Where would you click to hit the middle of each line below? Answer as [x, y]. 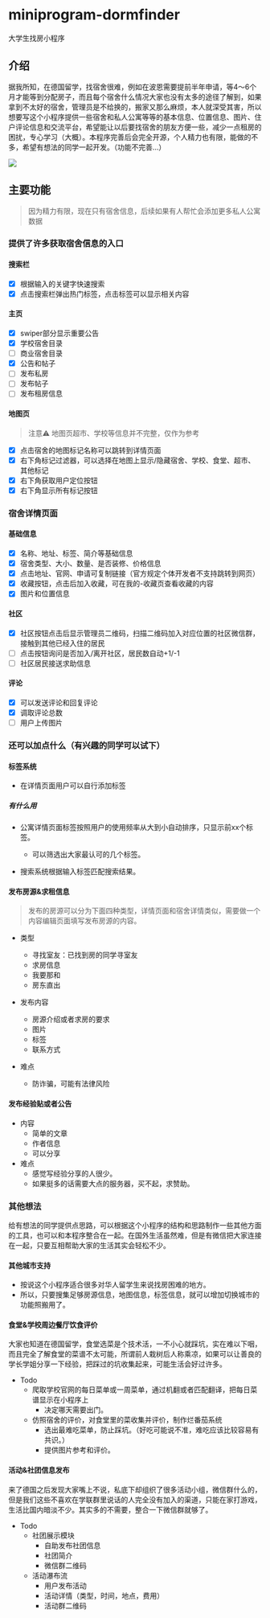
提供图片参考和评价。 [79, 1450]
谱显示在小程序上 [60, 1400]
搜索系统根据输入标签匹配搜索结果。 [80, 872]
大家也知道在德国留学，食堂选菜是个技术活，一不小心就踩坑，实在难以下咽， [135, 1344]
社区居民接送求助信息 [55, 663]
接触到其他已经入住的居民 [62, 643]
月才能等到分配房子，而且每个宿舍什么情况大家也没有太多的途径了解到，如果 [135, 97]
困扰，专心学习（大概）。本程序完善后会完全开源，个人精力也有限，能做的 [130, 137]
